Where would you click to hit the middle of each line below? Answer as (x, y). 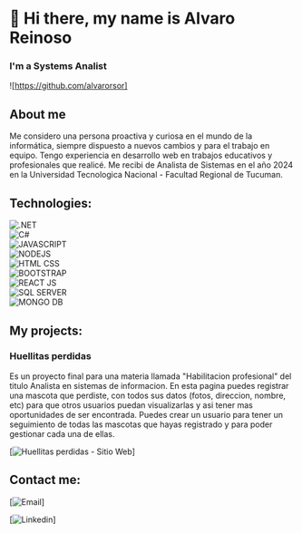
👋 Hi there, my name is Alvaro (122, 19)
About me (38, 114)
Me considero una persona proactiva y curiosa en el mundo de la (131, 136)
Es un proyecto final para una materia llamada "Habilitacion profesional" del (151, 376)
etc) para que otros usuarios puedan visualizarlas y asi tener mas (132, 405)
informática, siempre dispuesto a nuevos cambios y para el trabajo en (140, 146)
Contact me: (45, 480)
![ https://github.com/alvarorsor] (68, 86)
